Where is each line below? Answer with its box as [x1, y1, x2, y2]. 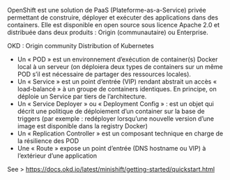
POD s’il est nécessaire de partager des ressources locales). [17, 70, 192, 78]
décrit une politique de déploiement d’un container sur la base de [17, 107, 205, 115]
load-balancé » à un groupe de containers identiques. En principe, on [17, 85, 217, 93]
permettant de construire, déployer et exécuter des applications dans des [7, 13, 218, 22]
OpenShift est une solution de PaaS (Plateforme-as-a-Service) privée [7, 6, 207, 14]
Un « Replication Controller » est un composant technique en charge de [17, 129, 224, 137]
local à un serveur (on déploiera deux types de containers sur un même [17, 63, 223, 70]
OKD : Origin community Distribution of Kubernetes [7, 42, 155, 50]
